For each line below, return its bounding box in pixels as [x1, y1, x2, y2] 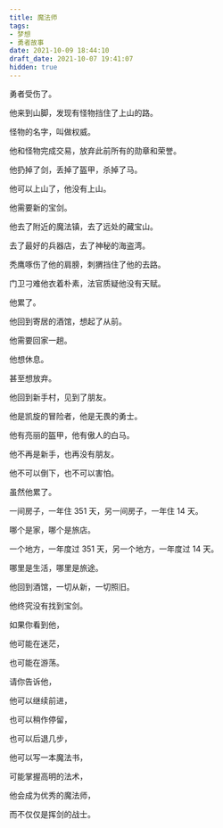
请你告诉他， [9, 675, 56, 687]
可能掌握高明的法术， [9, 771, 87, 782]
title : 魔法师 [9, 12, 58, 22]
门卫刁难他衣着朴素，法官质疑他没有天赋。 [9, 277, 166, 288]
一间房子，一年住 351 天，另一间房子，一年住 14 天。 [9, 505, 203, 516]
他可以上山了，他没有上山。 [9, 183, 111, 194]
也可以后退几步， [9, 733, 72, 743]
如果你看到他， [9, 619, 64, 630]
